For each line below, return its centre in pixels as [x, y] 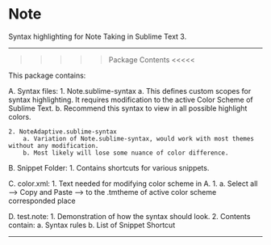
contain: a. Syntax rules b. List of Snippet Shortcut [92, 225]
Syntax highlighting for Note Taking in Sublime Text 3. [98, 36]
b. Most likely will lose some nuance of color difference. [126, 153]
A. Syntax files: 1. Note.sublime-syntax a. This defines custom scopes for [130, 91]
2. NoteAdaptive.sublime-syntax [63, 131]
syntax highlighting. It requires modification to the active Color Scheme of [131, 99]
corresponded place [42, 201]
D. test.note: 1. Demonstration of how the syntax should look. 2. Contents [129, 216]
